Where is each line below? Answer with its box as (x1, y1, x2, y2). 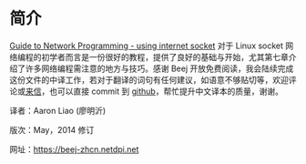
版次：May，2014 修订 (9, 124, 95, 135)
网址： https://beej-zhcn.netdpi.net (9, 143, 139, 155)
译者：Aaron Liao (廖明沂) (9, 105, 107, 116)
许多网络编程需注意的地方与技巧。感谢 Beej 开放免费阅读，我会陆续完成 (25, 63, 294, 74)
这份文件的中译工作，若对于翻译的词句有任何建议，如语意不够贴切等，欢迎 (9, 74, 289, 85)
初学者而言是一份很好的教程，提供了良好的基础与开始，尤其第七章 (40, 51, 289, 62)
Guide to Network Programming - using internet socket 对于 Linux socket (9, 40, 284, 51)
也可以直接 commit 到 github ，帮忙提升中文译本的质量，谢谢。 (48, 86, 284, 97)
